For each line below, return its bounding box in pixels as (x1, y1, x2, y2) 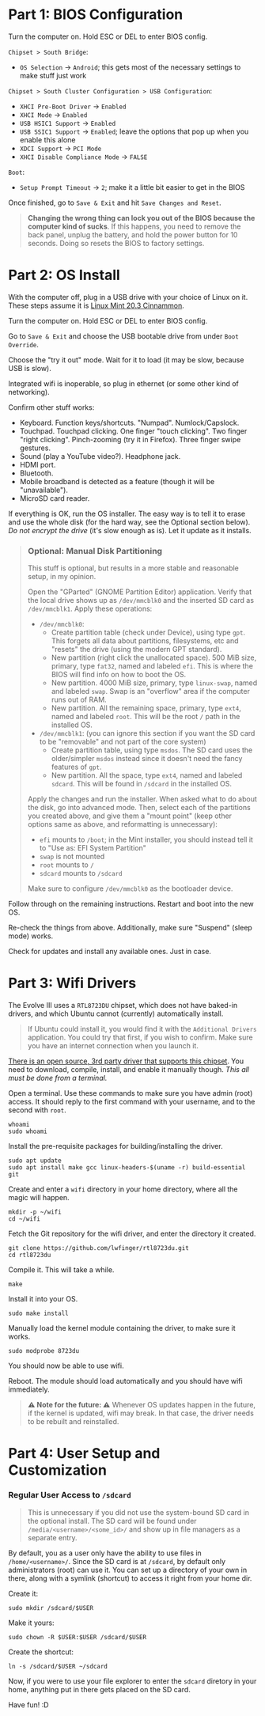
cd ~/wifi (8, 1215, 41, 1223)
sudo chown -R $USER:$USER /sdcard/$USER (8, 1633, 147, 1641)
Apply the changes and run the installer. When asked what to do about (27, 794, 257, 804)
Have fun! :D (8, 1699, 49, 1710)
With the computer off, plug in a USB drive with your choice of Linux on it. (8, 292, 248, 301)
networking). (8, 387, 50, 396)
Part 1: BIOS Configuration (8, 6, 184, 24)
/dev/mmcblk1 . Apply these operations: (27, 604, 153, 614)
